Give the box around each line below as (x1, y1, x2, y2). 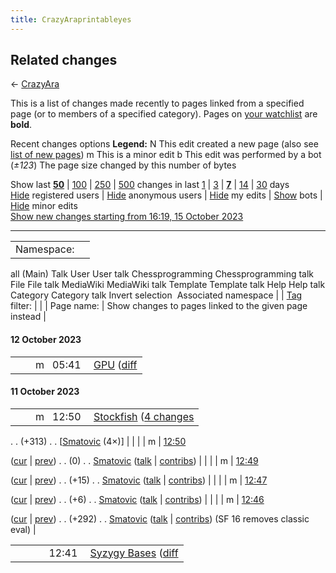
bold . (10, 119, 33, 131)
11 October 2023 (10, 386, 80, 398)
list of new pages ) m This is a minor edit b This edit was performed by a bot (10, 149, 322, 161)
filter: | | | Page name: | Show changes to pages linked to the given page (10, 300, 308, 312)
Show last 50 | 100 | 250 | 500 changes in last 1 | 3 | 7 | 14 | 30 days (10, 179, 290, 191)
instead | (10, 311, 47, 323)
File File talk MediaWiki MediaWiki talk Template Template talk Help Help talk (10, 279, 326, 291)
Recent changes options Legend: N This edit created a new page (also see (10, 138, 319, 150)
